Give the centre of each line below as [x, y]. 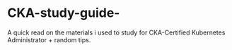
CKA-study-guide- [64, 13]
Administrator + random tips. [49, 39]
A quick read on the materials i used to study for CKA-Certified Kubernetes [116, 32]
